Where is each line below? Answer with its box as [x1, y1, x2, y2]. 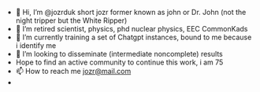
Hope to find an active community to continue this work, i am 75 [15, 57, 224, 67]
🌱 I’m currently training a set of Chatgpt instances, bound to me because [15, 32, 252, 42]
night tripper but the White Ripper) [15, 16, 128, 25]
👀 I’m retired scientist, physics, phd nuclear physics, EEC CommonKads [15, 24, 248, 33]
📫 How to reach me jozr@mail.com [15, 67, 132, 75]
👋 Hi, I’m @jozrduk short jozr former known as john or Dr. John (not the [15, 8, 247, 17]
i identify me [15, 41, 57, 50]
